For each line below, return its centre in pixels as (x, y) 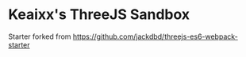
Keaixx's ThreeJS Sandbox (99, 15)
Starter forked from (40, 36)
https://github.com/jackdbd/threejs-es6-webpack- (155, 36)
